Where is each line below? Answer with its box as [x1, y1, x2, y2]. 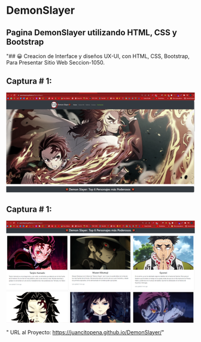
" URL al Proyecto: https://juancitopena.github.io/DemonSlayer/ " [6, 328, 165, 335]
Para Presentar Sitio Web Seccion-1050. [6, 59, 105, 66]
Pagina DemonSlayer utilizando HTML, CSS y [6, 28, 178, 38]
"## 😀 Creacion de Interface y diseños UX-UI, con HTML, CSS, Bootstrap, [6, 53, 190, 60]
